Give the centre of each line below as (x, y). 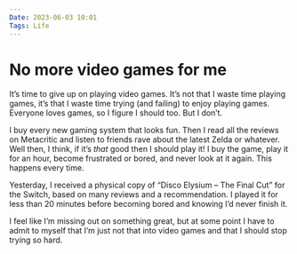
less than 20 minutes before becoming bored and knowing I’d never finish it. (148, 204)
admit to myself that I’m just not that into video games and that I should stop (148, 231)
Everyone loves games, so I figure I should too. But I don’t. (116, 113)
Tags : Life (29, 26)
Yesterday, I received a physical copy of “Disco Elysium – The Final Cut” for (147, 185)
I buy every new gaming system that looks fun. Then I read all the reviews (144, 131)
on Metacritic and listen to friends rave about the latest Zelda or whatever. (144, 139)
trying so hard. (36, 240)
